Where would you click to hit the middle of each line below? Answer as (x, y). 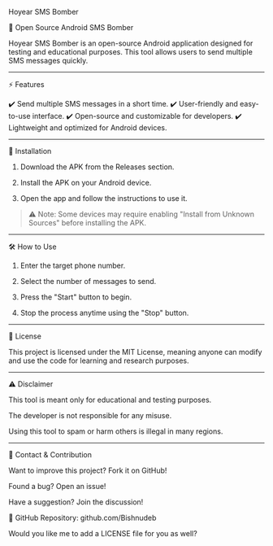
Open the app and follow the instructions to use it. (104, 198)
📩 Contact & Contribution (50, 454)
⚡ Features (26, 84)
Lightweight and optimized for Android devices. (88, 128)
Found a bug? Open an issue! (57, 486)
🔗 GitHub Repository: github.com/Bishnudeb (82, 518)
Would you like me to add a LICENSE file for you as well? (103, 533)
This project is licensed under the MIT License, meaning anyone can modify (135, 352)
